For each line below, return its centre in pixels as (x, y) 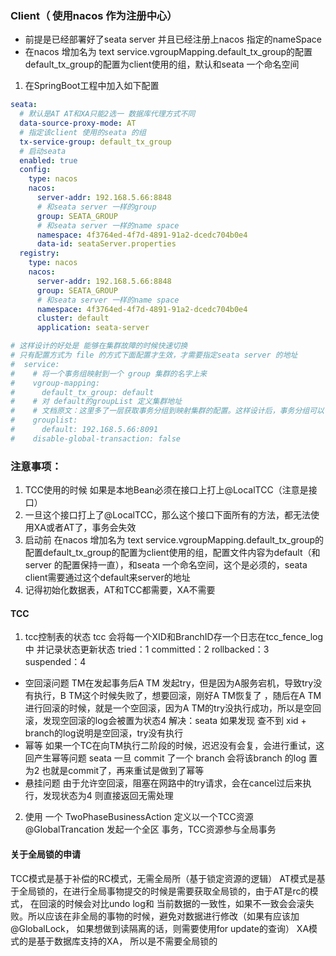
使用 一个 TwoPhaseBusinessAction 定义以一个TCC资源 (139, 817)
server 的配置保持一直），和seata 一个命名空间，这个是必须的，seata (166, 565)
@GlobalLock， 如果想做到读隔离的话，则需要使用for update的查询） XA (160, 928)
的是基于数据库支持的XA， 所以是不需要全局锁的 (118, 941)
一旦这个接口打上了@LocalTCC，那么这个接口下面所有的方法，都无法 (168, 515)
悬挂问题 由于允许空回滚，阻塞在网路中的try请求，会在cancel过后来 (163, 783)
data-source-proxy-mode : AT (78, 123)
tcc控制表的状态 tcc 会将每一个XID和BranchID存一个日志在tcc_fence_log (174, 637)
